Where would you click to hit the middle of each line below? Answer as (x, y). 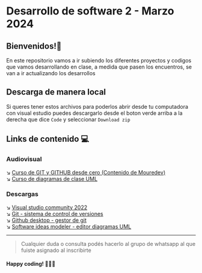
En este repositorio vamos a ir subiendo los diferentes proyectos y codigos (99, 60)
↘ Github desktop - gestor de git (47, 220)
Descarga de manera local (56, 92)
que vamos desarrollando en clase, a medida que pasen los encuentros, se (99, 67)
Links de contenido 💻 (47, 139)
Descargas (23, 194)
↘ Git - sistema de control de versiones (55, 213)
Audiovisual (24, 159)
